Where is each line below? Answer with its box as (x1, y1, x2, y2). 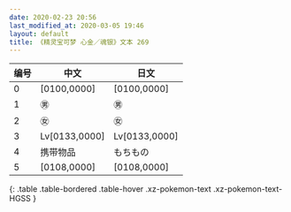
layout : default (9, 29, 69, 38)
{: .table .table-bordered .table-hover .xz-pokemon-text (9, 184, 212, 194)
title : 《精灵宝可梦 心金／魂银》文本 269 (9, 37, 149, 47)
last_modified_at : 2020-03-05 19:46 (9, 21, 144, 30)
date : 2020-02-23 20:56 (9, 12, 97, 22)
